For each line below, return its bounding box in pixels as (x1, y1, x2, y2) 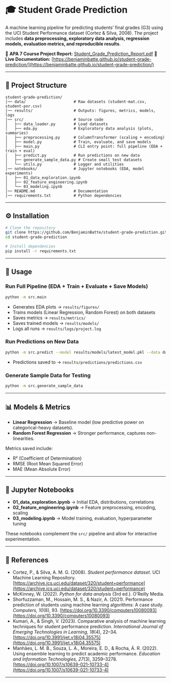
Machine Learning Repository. (12, 575, 76, 581)
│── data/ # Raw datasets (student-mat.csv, (5, 99, 147, 104)
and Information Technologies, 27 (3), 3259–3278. (12, 656, 118, 662)
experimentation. (5, 536, 41, 542)
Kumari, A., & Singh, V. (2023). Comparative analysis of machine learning (12, 618, 166, 624)
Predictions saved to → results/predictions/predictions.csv (12, 359, 142, 365)
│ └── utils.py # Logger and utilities (5, 161, 124, 167)
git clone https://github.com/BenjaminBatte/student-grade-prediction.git (5, 230, 167, 235)
